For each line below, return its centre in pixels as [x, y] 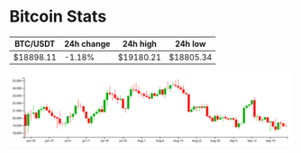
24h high [140, 44]
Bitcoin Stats [58, 17]
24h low [190, 44]
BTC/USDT [35, 44]
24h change [87, 44]
